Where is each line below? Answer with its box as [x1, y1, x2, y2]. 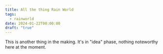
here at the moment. [5, 44, 46, 50]
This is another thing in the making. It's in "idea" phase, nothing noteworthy [5, 39, 159, 45]
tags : [5, 12, 16, 17]
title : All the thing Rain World [5, 7, 74, 12]
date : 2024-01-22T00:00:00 [5, 21, 61, 26]
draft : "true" [5, 26, 34, 30]
